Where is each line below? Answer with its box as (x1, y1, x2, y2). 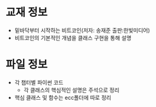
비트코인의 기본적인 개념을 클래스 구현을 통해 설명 (14, 34, 132, 41)
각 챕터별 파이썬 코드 (14, 79, 64, 86)
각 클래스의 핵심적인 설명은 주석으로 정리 (23, 86, 120, 94)
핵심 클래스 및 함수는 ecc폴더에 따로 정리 (14, 94, 112, 101)
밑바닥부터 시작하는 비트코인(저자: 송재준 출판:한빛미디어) (14, 27, 150, 34)
